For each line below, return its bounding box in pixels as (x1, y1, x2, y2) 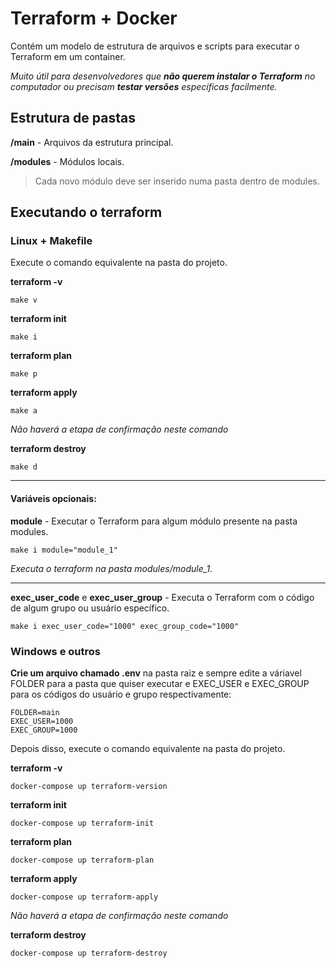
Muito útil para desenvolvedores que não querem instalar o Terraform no (10, 70, 316, 82)
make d (10, 462, 38, 472)
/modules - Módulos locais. (10, 155, 125, 167)
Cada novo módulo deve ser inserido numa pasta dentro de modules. (34, 175, 320, 187)
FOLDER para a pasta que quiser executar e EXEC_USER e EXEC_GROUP (10, 677, 310, 689)
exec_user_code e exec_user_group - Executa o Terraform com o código (10, 591, 315, 603)
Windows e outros (10, 644, 101, 658)
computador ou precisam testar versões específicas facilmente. (10, 80, 278, 92)
